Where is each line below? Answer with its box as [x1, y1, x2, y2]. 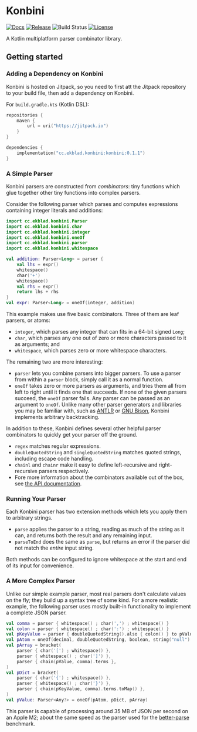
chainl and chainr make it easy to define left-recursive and [14, 461, 158, 468]
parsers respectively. [39, 468, 90, 475]
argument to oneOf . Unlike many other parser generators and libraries [14, 401, 182, 408]
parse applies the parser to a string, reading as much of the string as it [14, 525, 185, 533]
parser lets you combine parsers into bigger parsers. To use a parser [14, 370, 181, 377]
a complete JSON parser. [6, 609, 67, 616]
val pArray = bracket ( [6, 643, 62, 648]
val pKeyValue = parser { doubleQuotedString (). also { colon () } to [6, 631, 177, 637]
